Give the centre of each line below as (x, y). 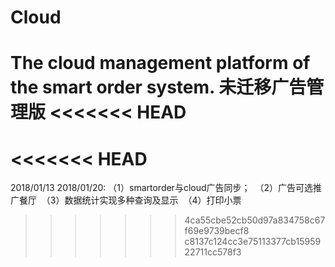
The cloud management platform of (160, 63)
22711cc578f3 (213, 252)
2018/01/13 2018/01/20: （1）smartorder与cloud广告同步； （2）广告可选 (161, 188)
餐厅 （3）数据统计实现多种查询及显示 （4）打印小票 (130, 200)
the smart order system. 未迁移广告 (158, 87)
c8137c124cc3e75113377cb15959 (253, 242)
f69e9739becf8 (217, 231)
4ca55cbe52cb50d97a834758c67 (255, 220)
